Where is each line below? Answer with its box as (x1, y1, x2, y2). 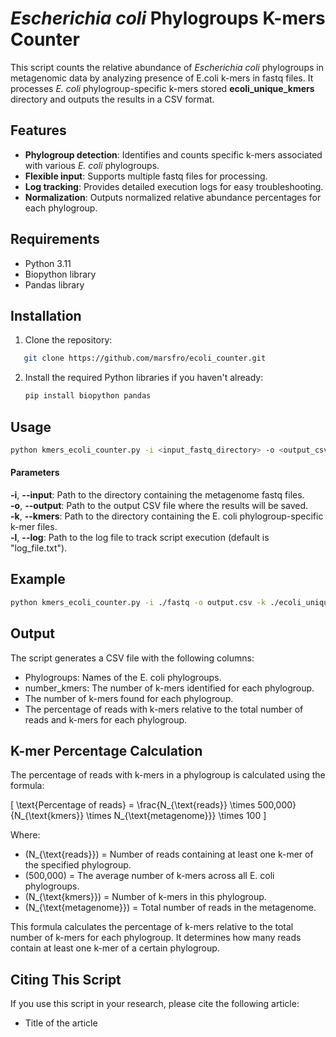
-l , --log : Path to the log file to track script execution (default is (10, 532, 270, 544)
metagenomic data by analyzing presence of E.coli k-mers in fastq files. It (10, 72, 314, 84)
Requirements (10, 231, 100, 248)
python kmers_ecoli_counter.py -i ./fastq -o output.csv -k (10, 597, 267, 607)
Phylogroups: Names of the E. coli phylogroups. (24, 671, 222, 683)
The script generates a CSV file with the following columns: (10, 652, 255, 664)
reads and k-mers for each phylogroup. (24, 713, 188, 726)
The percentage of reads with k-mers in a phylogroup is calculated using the (10, 769, 326, 781)
